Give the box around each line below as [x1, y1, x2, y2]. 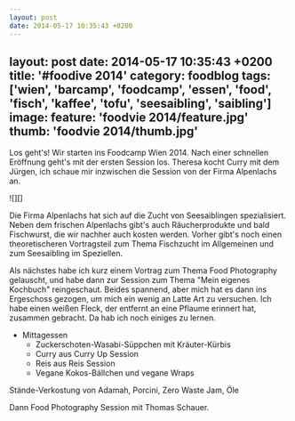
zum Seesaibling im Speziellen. [9, 248, 123, 259]
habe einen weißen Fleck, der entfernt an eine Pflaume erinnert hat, [9, 304, 257, 314]
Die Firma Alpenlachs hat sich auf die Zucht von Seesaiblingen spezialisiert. [9, 210, 287, 221]
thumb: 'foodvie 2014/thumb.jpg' [9, 124, 198, 139]
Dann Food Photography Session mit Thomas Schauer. [9, 402, 210, 413]
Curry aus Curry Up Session [35, 349, 140, 360]
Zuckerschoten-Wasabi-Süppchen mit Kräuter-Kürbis [35, 339, 231, 350]
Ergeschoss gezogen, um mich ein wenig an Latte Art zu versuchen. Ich [9, 294, 273, 304]
